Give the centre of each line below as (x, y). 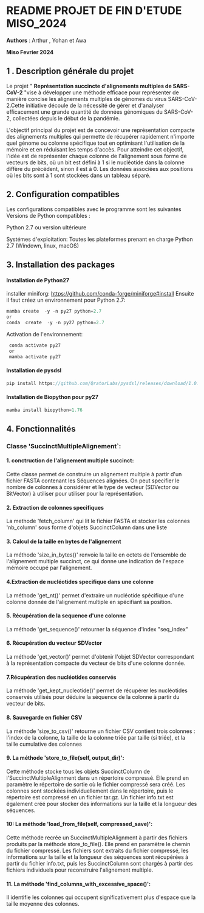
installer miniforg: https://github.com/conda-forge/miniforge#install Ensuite (100, 294)
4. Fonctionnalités (41, 429)
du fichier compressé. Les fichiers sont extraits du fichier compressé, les (98, 850)
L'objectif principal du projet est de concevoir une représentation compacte (101, 130)
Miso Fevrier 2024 (30, 52)
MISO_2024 (36, 23)
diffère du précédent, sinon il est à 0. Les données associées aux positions (100, 168)
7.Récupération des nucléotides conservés (61, 677)
